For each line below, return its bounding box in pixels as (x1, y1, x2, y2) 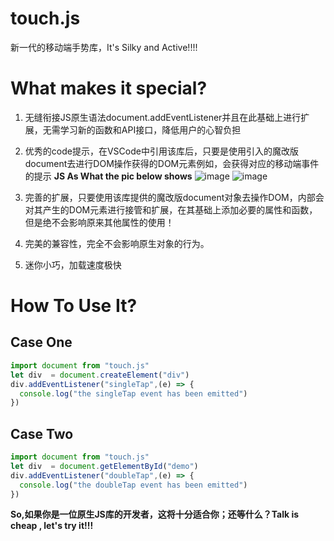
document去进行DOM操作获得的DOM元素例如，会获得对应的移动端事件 (24, 157, 320, 169)
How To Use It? (10, 295, 138, 317)
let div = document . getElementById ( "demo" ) (10, 461, 199, 471)
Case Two (10, 425, 74, 442)
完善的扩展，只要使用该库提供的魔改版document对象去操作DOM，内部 (24, 191, 316, 203)
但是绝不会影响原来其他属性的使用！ (24, 216, 175, 228)
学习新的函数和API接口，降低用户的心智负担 (59, 123, 242, 136)
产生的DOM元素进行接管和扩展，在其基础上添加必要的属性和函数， (42, 203, 318, 216)
